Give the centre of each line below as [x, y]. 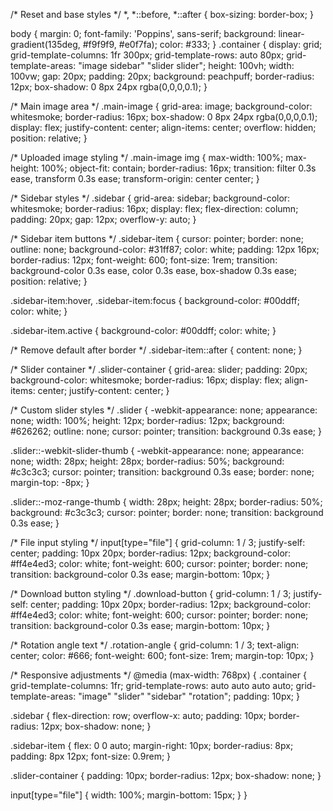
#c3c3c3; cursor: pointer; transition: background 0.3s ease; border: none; [162, 472]
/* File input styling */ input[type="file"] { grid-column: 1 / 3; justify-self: [158, 542]
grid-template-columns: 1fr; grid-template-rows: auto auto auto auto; [152, 685]
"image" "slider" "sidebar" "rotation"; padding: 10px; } [189, 696]
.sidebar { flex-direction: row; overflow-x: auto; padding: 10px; [138, 715]
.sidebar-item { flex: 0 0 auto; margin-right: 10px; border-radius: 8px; [152, 745]
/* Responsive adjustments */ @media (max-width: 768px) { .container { [158, 675]
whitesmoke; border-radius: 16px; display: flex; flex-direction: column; [154, 208]
